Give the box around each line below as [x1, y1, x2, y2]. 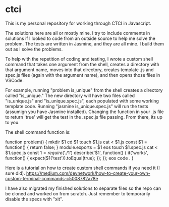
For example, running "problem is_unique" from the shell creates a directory [5, 87, 163, 93]
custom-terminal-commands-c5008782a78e [5, 175, 98, 181]
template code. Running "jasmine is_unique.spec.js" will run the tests [5, 103, 149, 109]
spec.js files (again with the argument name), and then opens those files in [5, 72, 160, 78]
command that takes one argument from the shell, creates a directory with [5, 61, 160, 67]
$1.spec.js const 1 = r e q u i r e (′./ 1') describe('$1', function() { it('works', [5, 149, 148, 156]
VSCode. [5, 77, 24, 83]
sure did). [5, 170, 25, 176]
